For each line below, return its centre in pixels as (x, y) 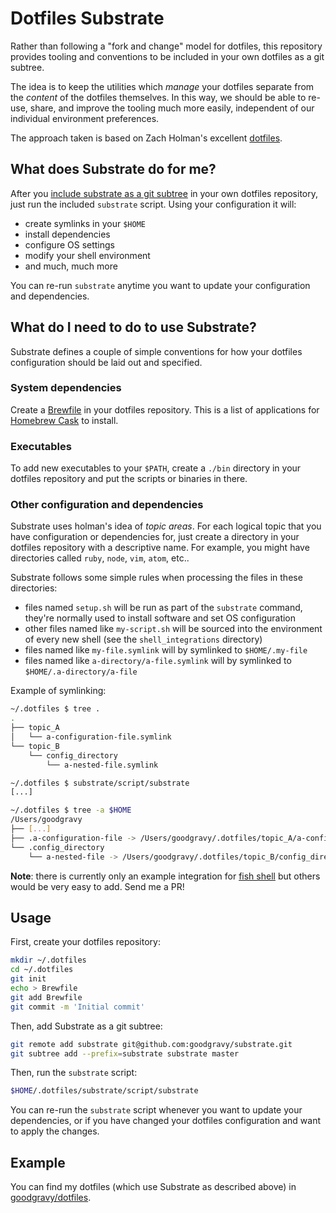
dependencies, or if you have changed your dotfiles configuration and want (166, 1121)
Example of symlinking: (58, 691)
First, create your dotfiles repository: (85, 942)
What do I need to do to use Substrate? (133, 327)
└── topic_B (35, 746)
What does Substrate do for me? (113, 169)
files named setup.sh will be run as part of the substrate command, (163, 608)
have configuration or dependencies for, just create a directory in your (155, 537)
